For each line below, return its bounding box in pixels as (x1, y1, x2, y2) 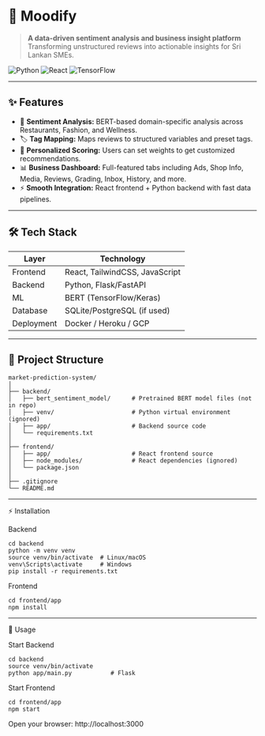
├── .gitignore (8, 477, 58, 485)
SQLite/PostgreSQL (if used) (64, 304, 171, 315)
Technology (99, 253, 146, 264)
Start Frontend (8, 683, 55, 693)
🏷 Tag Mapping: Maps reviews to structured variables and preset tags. (19, 134, 253, 143)
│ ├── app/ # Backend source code (8, 422, 207, 430)
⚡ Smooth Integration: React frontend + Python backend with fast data (19, 183, 252, 192)
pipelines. (19, 194, 52, 204)
